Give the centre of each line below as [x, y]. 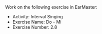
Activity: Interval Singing [37, 17]
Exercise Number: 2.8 [35, 27]
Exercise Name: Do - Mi [37, 22]
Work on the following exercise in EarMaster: [51, 7]
